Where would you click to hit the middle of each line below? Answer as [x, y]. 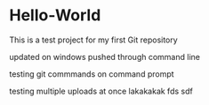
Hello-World [55, 15]
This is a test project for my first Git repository [93, 40]
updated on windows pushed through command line [104, 56]
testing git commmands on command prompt [92, 74]
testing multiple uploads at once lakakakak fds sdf [101, 91]
